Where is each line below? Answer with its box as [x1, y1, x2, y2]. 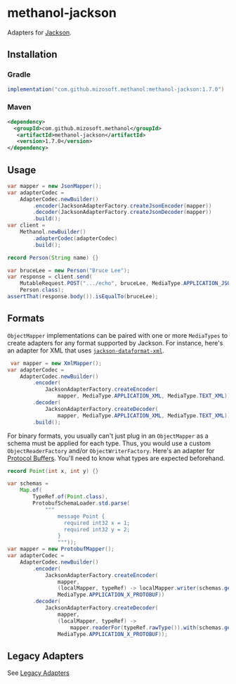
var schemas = [7, 480, 49, 487]
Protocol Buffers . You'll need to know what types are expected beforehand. [7, 454, 225, 462]
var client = [7, 222, 46, 229]
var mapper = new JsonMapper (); [7, 182, 102, 189]
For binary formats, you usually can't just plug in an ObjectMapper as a [7, 431, 209, 440]
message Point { [57, 512, 105, 520]
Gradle [7, 70, 31, 80]
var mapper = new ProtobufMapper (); [7, 545, 114, 553]
